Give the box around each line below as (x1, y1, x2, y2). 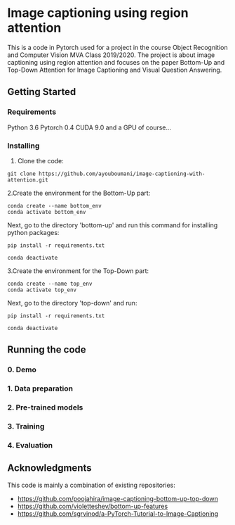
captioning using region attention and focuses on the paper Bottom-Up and (7, 58, 225, 66)
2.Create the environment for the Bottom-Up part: (7, 189, 151, 197)
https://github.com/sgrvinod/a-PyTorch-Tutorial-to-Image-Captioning (17, 509, 219, 518)
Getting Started (7, 86, 76, 98)
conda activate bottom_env (7, 208, 86, 215)
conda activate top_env (7, 286, 77, 293)
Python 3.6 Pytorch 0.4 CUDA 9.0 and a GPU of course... (7, 123, 172, 132)
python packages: (7, 228, 60, 236)
